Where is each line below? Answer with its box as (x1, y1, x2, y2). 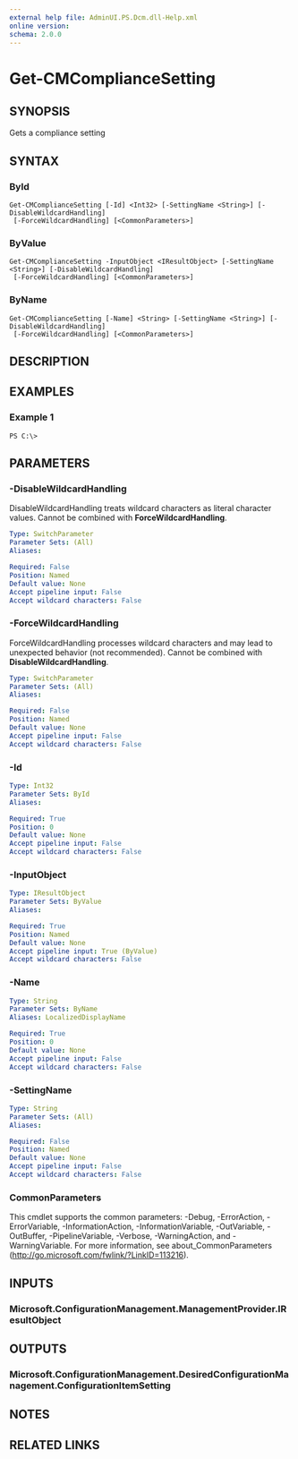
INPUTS (9, 1276, 54, 1291)
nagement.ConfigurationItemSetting (9, 1379, 172, 1392)
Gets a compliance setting (9, 127, 106, 139)
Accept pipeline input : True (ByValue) (9, 946, 158, 956)
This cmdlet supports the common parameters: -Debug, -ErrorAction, (9, 1212, 266, 1223)
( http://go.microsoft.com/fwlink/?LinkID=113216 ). (9, 1250, 190, 1260)
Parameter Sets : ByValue (9, 897, 102, 907)
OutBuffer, (9, 1231, 47, 1241)
